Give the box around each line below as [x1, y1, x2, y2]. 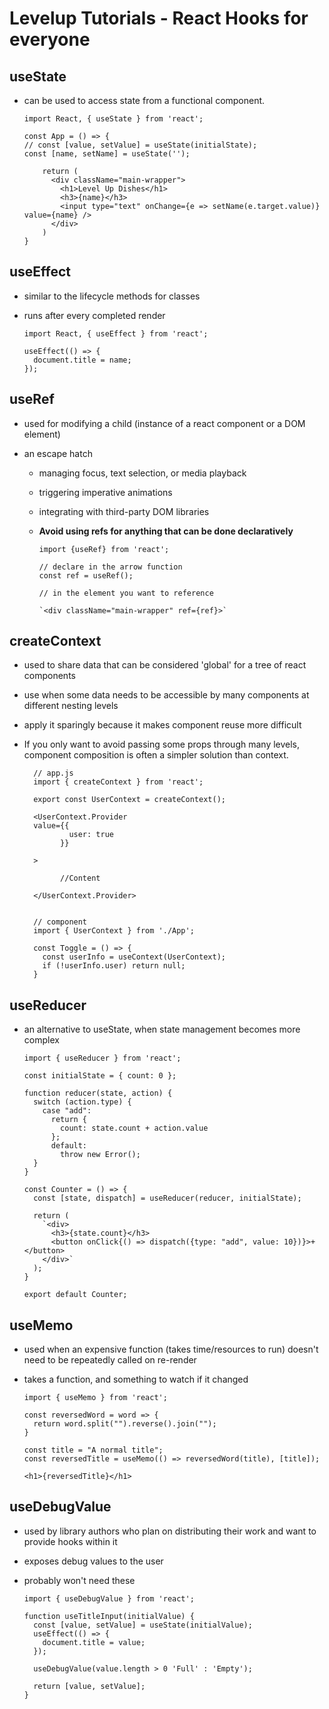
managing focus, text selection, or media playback [38, 467, 247, 479]
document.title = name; [33, 355, 132, 365]
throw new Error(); [60, 1150, 141, 1160]
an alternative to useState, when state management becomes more [23, 1023, 301, 1036]
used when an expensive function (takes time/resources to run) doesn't [23, 1343, 319, 1356]
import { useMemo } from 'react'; [23, 1393, 168, 1403]
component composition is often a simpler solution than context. [23, 749, 289, 761]
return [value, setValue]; [33, 1681, 146, 1691]
